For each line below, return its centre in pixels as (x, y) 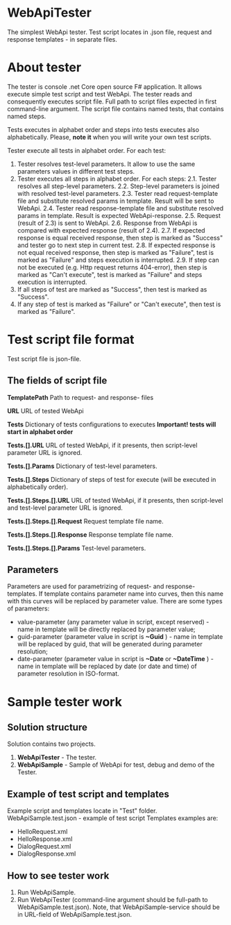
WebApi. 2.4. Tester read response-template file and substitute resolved (120, 208)
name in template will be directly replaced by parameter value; (106, 629)
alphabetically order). (37, 487)
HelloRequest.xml (42, 832)
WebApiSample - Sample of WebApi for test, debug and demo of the (116, 765)
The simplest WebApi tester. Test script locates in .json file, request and (110, 32)
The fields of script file (57, 381)
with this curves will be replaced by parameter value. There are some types (115, 601)
